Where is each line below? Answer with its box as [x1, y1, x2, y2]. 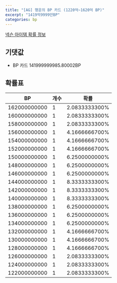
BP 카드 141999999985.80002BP [12, 62, 81, 69]
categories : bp [5, 17, 37, 22]
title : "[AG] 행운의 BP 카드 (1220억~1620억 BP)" [5, 7, 105, 13]
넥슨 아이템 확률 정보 [5, 32, 46, 38]
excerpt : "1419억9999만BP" [5, 12, 60, 17]
